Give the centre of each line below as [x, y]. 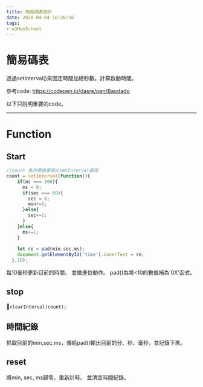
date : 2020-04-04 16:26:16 [40, 18]
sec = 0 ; [39, 199]
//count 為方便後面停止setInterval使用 [52, 171]
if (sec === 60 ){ [43, 193]
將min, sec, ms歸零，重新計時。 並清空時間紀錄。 [68, 377]
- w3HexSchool [24, 29]
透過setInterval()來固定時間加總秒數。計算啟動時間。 [72, 78]
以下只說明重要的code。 [37, 104]
